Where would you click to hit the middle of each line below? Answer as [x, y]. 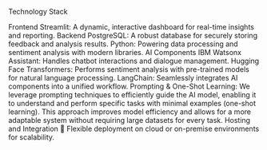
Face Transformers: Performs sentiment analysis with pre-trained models [129, 69]
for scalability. [31, 137]
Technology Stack [38, 12]
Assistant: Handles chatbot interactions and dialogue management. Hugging [134, 61]
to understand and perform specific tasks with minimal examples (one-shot [132, 103]
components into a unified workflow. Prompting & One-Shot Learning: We [129, 86]
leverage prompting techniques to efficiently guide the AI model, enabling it [132, 95]
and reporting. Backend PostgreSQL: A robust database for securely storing [133, 36]
